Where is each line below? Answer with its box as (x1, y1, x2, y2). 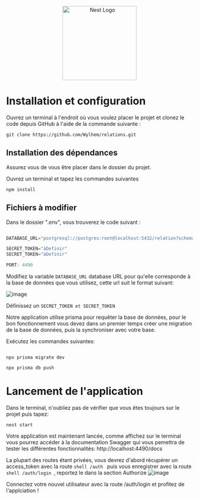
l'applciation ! (6, 487, 39, 494)
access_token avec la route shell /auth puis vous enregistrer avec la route (6, 463, 192, 470)
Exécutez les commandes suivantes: (6, 338, 95, 345)
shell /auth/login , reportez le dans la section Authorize (6, 469, 147, 476)
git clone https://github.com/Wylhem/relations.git (6, 131, 136, 138)
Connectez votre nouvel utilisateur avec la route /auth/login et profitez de (6, 481, 185, 488)
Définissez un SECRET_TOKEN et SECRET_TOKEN (6, 302, 115, 309)
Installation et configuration (6, 94, 146, 108)
